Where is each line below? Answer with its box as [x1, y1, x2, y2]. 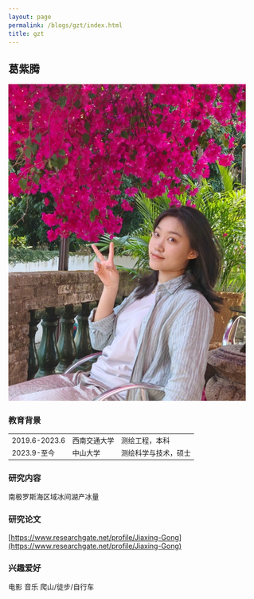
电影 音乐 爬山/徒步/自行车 [8, 581, 94, 591]
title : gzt [8, 29, 45, 37]
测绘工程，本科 [120, 436, 170, 445]
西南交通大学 [72, 436, 115, 445]
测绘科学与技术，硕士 [120, 448, 191, 458]
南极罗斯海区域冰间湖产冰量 [8, 492, 100, 502]
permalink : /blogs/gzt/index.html [8, 21, 123, 29]
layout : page [8, 13, 52, 21]
